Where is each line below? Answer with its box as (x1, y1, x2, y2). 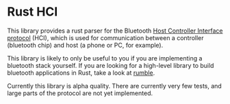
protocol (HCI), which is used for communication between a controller (7, 33, 204, 41)
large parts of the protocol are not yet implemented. (7, 89, 153, 97)
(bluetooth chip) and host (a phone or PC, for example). (7, 41, 164, 49)
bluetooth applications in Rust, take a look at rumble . (7, 69, 155, 77)
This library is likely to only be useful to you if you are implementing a (7, 54, 203, 62)
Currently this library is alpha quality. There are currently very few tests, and (7, 82, 222, 90)
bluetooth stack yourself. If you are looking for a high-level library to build (7, 61, 214, 69)
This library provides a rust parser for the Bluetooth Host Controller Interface (7, 27, 223, 35)
